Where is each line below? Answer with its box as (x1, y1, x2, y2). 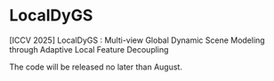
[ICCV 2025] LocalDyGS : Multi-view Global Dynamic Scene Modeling (9, 35, 265, 45)
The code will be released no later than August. (9, 61, 182, 72)
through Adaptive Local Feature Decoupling (9, 44, 169, 54)
